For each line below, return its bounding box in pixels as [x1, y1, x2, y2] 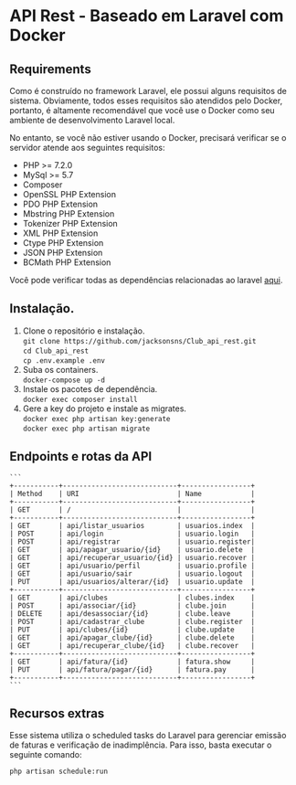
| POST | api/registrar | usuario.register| [9, 536, 256, 546]
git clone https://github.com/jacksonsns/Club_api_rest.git [22, 336, 257, 345]
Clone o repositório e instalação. [22, 325, 145, 336]
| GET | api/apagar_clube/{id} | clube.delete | [9, 632, 256, 642]
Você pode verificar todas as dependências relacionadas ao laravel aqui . [9, 275, 283, 285]
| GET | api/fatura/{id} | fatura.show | [9, 657, 256, 666]
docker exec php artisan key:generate [22, 414, 171, 423]
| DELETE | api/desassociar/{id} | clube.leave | [9, 609, 256, 618]
